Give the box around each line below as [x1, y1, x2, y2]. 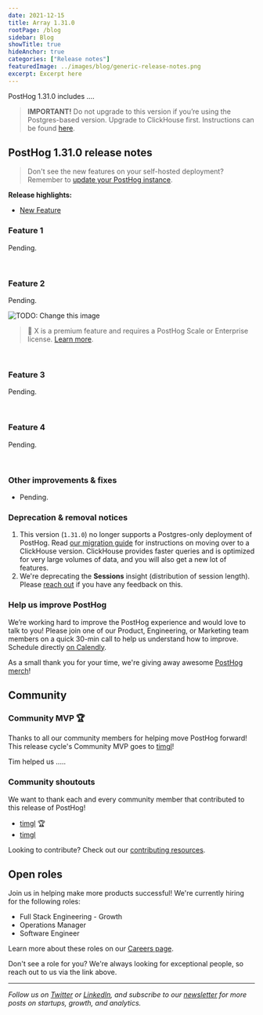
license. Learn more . [27, 334, 94, 344]
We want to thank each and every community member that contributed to [8, 794, 245, 804]
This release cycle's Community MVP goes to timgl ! [8, 742, 175, 751]
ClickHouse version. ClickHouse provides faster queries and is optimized [19, 546, 255, 556]
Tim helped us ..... [8, 757, 67, 766]
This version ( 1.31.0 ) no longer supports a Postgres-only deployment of [19, 530, 253, 539]
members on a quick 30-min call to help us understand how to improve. [8, 633, 239, 644]
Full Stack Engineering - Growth [19, 912, 123, 922]
